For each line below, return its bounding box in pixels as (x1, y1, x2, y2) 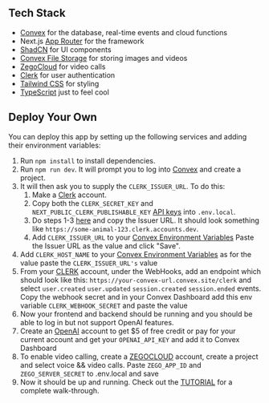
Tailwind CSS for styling (19, 79, 100, 88)
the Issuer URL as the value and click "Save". (31, 240, 181, 251)
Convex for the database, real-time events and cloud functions (19, 27, 227, 37)
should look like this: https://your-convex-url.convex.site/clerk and (19, 275, 251, 284)
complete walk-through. (19, 385, 100, 395)
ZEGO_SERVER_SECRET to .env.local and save (19, 369, 159, 378)
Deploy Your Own (8, 111, 98, 124)
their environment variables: (8, 140, 101, 150)
